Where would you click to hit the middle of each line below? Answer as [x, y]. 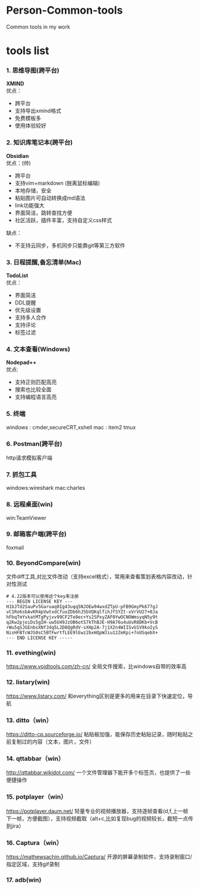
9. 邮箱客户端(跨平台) [37, 534]
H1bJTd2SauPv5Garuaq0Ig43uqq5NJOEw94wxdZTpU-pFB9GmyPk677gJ [82, 607]
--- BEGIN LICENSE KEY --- [40, 602]
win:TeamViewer [26, 518]
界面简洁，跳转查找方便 [43, 213]
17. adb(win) [24, 879]
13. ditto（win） [29, 720]
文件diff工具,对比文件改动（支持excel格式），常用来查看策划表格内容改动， [97, 577]
